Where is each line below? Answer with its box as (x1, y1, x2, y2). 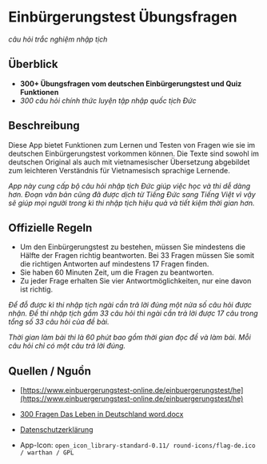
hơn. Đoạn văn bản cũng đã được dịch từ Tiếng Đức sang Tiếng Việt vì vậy (8, 189, 256, 199)
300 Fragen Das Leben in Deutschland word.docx (19, 410, 184, 419)
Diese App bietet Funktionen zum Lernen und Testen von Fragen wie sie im (8, 140, 256, 149)
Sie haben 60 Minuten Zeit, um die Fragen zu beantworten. (19, 268, 214, 277)
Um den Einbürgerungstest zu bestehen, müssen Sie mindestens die (19, 242, 246, 252)
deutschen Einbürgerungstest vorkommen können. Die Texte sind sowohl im (8, 149, 260, 158)
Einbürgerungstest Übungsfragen (8, 8, 237, 26)
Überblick (8, 58, 58, 71)
